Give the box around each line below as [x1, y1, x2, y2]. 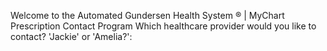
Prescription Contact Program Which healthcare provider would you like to [10, 20, 317, 32]
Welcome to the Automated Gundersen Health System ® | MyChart [10, 10, 285, 21]
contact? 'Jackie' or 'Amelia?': [10, 31, 133, 42]
